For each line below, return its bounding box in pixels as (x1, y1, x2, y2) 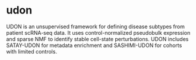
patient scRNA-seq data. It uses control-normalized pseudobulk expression (6, 29, 191, 36)
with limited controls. (6, 48, 58, 55)
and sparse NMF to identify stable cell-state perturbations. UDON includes (6, 35, 189, 42)
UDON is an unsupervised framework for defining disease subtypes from (6, 23, 185, 30)
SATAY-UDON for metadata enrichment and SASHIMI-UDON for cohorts (6, 42, 182, 49)
